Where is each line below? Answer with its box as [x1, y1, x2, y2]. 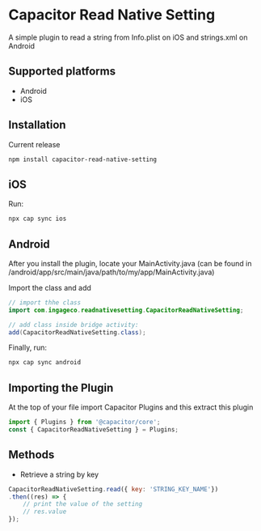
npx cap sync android [8, 359, 82, 367]
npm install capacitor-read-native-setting [8, 155, 158, 164]
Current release [8, 139, 61, 149]
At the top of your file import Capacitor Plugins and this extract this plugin [8, 402, 254, 412]
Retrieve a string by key [19, 469, 99, 479]
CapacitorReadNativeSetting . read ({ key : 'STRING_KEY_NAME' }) [8, 485, 219, 493]
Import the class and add [8, 282, 91, 292]
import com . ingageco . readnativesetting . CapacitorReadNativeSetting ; [8, 306, 244, 314]
